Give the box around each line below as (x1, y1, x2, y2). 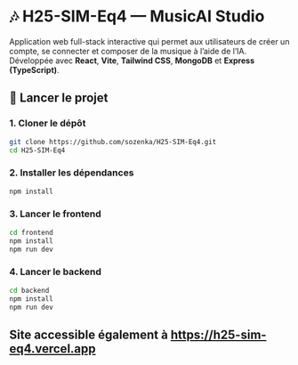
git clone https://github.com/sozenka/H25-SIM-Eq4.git (9, 137, 217, 146)
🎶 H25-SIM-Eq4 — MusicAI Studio (9, 6, 265, 27)
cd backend (9, 286, 50, 295)
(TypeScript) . (9, 64, 60, 75)
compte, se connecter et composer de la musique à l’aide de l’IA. (9, 45, 247, 56)
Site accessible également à (9, 327, 169, 342)
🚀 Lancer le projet (9, 91, 109, 106)
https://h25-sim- (170, 327, 267, 342)
